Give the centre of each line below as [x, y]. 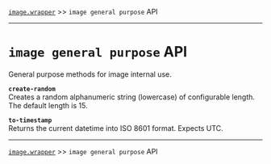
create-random [32, 89]
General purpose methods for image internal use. [90, 74]
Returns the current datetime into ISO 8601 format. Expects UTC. [116, 128]
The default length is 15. [48, 105]
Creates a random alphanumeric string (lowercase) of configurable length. [132, 97]
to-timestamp [30, 120]
